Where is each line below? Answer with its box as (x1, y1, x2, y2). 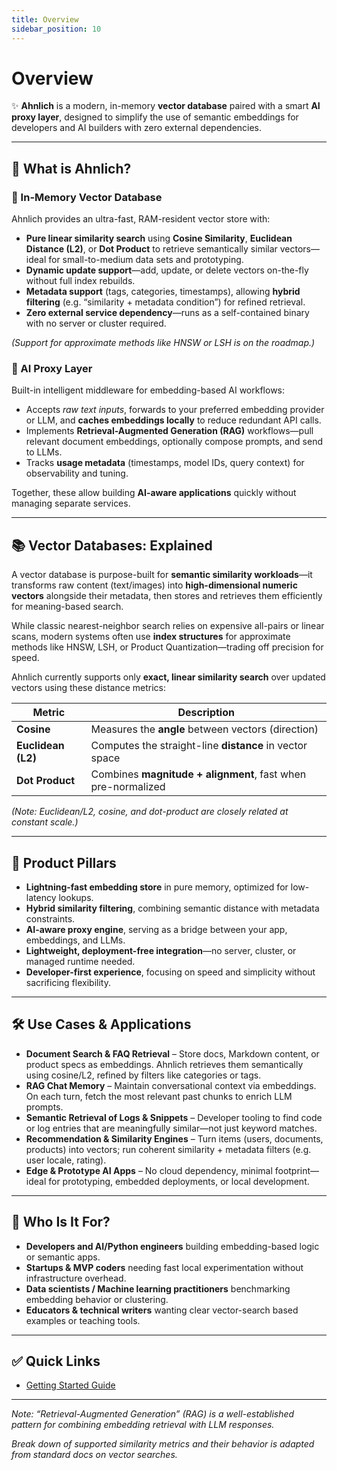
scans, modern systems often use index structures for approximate (11, 631, 291, 643)
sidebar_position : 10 (11, 24, 102, 34)
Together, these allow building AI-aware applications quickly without (11, 487, 297, 499)
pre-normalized (90, 780, 166, 794)
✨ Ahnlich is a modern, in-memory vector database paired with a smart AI (11, 100, 321, 112)
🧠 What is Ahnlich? (11, 160, 132, 177)
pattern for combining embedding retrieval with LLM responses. (11, 1419, 275, 1431)
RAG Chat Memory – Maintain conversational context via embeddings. (25, 1079, 317, 1091)
